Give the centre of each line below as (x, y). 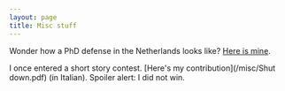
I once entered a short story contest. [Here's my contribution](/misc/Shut (142, 68)
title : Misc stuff (43, 26)
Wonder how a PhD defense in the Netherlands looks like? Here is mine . (140, 50)
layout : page (33, 17)
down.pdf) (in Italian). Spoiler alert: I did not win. (97, 77)
